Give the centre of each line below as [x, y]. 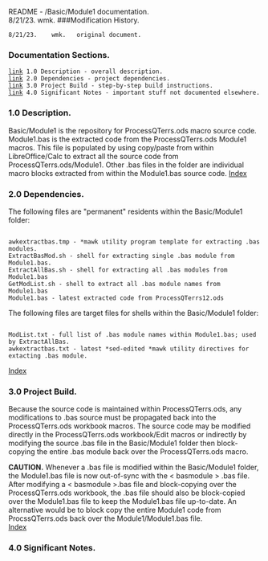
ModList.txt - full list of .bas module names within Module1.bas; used [132, 334]
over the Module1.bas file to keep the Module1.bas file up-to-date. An [122, 502]
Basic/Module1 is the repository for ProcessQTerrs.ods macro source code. [132, 130]
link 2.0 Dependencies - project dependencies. [89, 79]
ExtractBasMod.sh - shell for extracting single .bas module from [122, 256]
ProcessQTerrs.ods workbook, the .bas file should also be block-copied [127, 493]
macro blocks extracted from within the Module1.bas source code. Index [128, 173]
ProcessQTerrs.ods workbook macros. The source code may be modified [130, 426]
